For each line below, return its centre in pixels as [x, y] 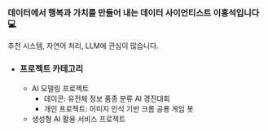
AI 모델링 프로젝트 [60, 88]
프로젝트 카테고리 [51, 69]
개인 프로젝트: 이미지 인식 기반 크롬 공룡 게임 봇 [119, 108]
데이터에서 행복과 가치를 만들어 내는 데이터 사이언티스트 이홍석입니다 [134, 12]
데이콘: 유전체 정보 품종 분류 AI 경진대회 [107, 98]
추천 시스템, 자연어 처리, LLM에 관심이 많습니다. [83, 46]
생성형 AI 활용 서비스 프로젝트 [79, 119]
